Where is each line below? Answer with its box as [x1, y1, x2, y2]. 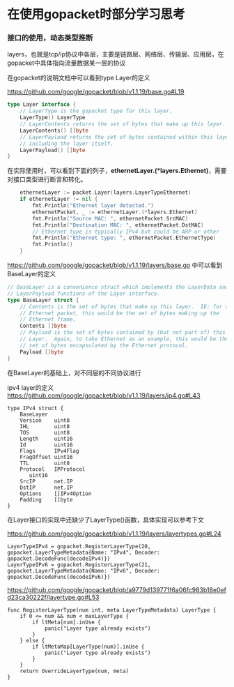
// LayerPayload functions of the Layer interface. [7, 290, 160, 297]
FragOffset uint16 [19, 453, 73, 460]
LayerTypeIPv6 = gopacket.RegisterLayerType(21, [7, 561, 151, 568]
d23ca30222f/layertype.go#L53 [7, 593, 100, 601]
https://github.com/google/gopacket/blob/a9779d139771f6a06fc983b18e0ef [7, 585, 227, 594]
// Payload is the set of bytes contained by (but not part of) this [19, 329, 226, 336]
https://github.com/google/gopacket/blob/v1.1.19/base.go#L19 [7, 88, 185, 96]
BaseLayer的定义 [7, 270, 56, 278]
